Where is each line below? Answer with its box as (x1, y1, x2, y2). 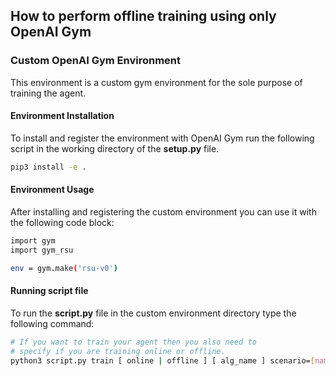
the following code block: (10, 216, 115, 228)
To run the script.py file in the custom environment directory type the (10, 307, 297, 319)
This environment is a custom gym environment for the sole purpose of (10, 76, 303, 88)
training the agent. (10, 87, 87, 99)
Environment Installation (10, 110, 115, 122)
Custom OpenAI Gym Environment (10, 54, 181, 68)
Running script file (10, 285, 89, 297)
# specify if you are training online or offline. (10, 346, 226, 356)
